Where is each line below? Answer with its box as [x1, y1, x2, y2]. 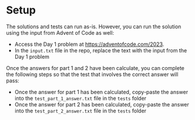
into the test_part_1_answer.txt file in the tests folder [14, 95, 147, 102]
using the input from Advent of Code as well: [6, 29, 115, 36]
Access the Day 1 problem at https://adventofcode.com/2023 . [14, 41, 164, 48]
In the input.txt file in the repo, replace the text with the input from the [14, 46, 187, 54]
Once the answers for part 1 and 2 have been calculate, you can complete [6, 64, 185, 71]
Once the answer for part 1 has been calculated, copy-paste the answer [14, 88, 189, 95]
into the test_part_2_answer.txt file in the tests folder [14, 107, 147, 114]
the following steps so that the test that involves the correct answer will [6, 71, 179, 78]
